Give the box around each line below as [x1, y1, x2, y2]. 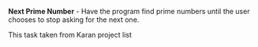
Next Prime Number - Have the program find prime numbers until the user [8, 7, 250, 16]
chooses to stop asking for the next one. [8, 15, 140, 24]
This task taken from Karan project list [8, 31, 133, 39]
